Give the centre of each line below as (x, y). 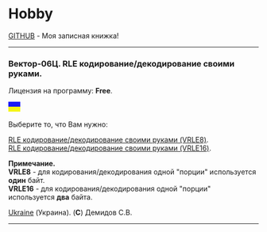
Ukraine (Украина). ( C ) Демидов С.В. (70, 213)
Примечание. (32, 164)
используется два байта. (50, 197)
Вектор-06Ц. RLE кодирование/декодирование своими (122, 63)
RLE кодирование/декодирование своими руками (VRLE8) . (108, 140)
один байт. (27, 181)
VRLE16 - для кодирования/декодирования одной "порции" (110, 189)
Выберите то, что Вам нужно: (58, 124)
